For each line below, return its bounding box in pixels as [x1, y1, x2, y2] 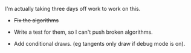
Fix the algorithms [13, 17, 59, 23]
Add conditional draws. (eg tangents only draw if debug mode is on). [13, 40, 186, 47]
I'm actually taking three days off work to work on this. [5, 5, 141, 12]
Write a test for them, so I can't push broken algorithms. [13, 28, 153, 36]
